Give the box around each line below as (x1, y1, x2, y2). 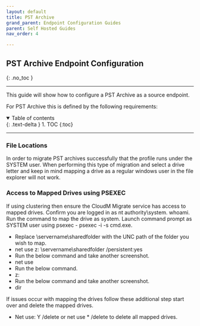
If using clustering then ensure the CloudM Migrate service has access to (6, 202, 186, 210)
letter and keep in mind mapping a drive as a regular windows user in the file (6, 168, 193, 175)
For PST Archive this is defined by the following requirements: (6, 103, 158, 110)
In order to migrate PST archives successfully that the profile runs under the (6, 155, 193, 162)
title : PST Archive (6, 14, 55, 20)
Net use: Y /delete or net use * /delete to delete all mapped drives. (14, 313, 177, 320)
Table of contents (11, 114, 55, 121)
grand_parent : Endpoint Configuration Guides (6, 20, 121, 26)
